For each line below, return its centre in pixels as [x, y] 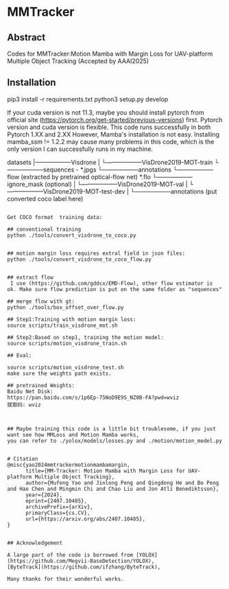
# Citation [23, 459]
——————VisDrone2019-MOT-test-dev [66, 191]
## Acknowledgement [35, 543]
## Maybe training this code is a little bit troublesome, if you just [111, 429]
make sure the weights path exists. [59, 373]
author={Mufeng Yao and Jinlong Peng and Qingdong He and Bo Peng [122, 483]
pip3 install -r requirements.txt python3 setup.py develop [88, 99]
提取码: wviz [24, 405]
